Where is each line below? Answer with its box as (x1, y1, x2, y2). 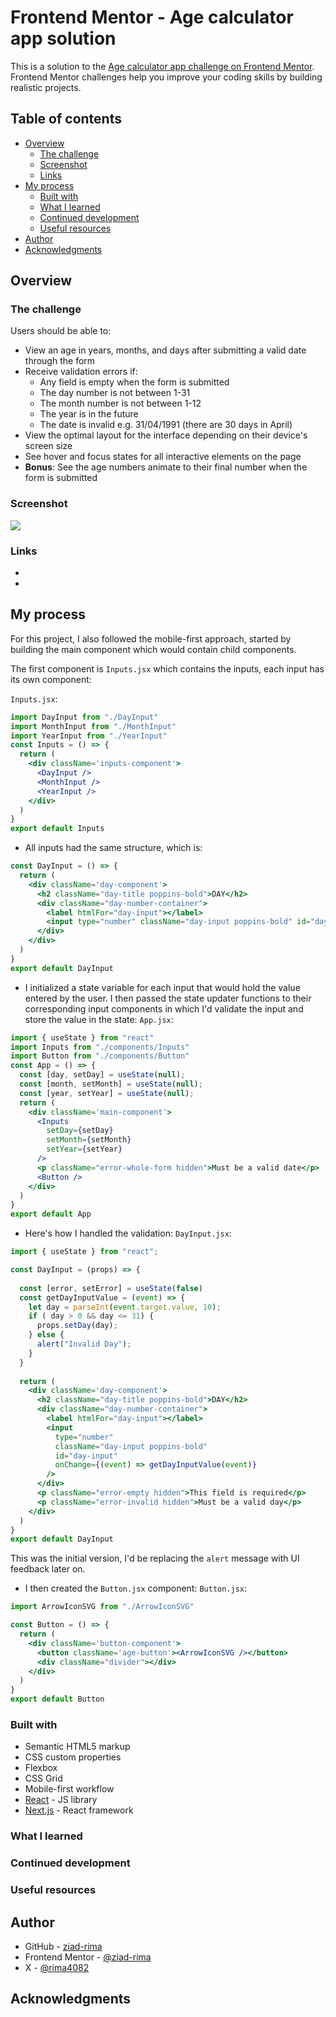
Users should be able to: (10, 325, 112, 337)
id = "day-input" (54, 1451, 118, 1461)
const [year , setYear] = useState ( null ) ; (19, 1088, 195, 1098)
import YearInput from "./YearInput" (10, 731, 168, 741)
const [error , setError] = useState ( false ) (19, 1283, 203, 1293)
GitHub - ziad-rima (24, 1940, 103, 1952)
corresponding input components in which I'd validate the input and (24, 1002, 304, 1015)
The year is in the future (39, 408, 139, 420)
